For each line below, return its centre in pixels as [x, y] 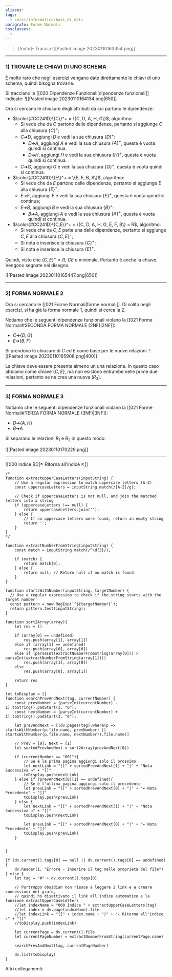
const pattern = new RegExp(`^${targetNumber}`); [64, 604]
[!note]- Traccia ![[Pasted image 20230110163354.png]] [77, 49]
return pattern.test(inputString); [48, 609]
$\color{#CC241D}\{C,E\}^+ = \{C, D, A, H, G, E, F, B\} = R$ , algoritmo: [87, 224]
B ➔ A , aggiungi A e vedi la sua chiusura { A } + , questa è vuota [91, 213]
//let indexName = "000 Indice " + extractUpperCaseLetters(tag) [86, 905]
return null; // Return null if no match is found [79, 573]
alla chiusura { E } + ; [40, 189]
